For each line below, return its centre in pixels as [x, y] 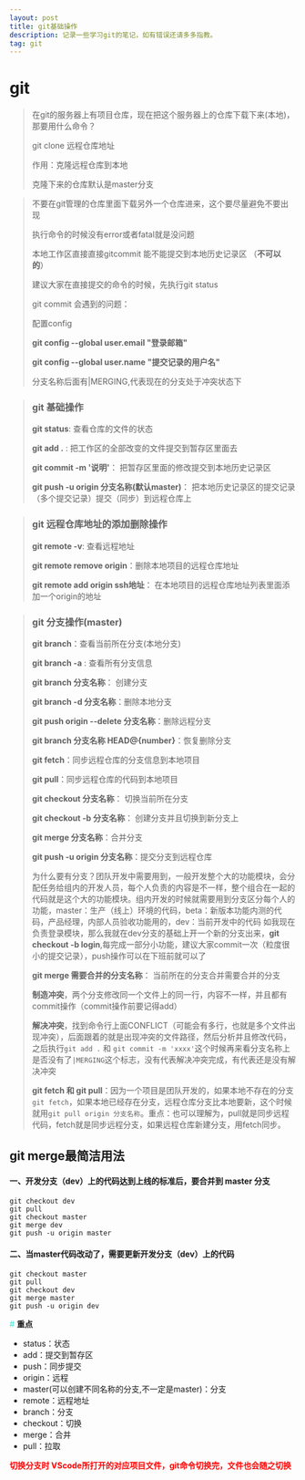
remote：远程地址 [56, 1400]
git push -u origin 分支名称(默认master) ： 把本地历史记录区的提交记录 [163, 487]
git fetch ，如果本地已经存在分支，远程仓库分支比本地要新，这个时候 [162, 1102]
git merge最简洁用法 [67, 1156]
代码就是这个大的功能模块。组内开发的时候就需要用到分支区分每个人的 [163, 899]
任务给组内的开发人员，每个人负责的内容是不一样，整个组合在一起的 [168, 888]
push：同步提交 [52, 1366]
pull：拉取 [41, 1445]
